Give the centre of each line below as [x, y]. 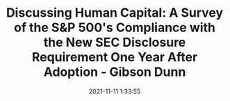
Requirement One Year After [115, 57]
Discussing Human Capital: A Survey [115, 13]
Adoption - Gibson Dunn [115, 72]
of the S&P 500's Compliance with [115, 28]
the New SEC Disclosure [115, 42]
